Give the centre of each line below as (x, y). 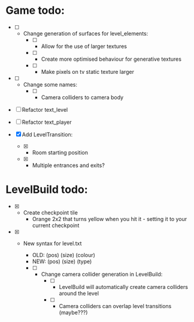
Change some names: (50, 84)
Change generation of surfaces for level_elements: (86, 33)
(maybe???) (73, 312)
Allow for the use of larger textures (84, 46)
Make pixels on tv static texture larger (87, 71)
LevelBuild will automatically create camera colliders (123, 287)
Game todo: (35, 11)
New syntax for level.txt (52, 243)
